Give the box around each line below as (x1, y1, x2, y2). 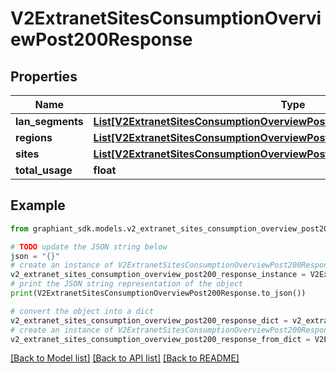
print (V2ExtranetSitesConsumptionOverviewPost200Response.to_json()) (10, 288, 307, 299)
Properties (10, 68, 78, 85)
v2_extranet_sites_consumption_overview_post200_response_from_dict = (10, 334, 311, 344)
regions (15, 131, 53, 144)
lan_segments (15, 115, 84, 128)
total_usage (15, 163, 73, 177)
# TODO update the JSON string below (10, 242, 168, 252)
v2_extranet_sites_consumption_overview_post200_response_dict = (10, 315, 288, 326)
